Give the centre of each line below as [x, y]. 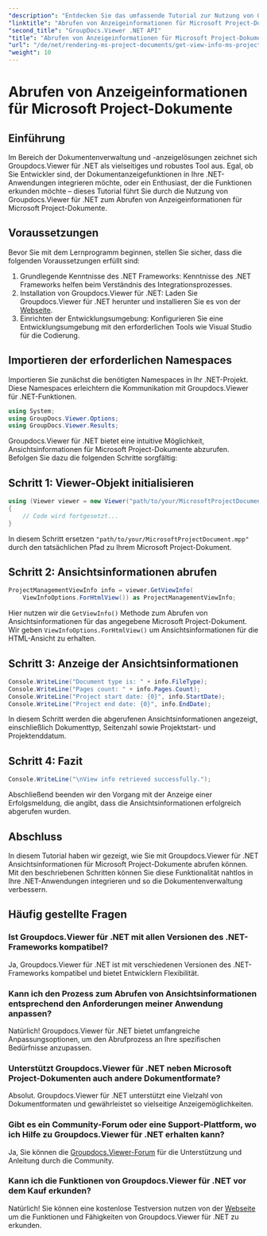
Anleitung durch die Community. [61, 1160]
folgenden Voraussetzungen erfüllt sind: [74, 260]
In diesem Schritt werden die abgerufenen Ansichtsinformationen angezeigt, [133, 719]
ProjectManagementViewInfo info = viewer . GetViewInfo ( [101, 591]
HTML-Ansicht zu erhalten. [52, 638]
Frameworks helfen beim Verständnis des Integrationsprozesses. [126, 284]
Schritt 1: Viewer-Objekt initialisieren [101, 483]
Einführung [37, 138]
